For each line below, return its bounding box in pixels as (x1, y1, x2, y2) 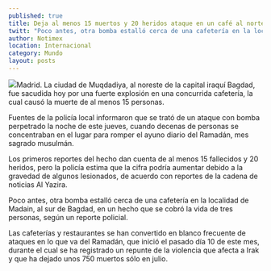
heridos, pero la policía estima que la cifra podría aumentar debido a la (8, 162, 244, 172)
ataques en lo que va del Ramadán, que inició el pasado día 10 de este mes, (8, 236, 260, 246)
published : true (8, 11, 63, 20)
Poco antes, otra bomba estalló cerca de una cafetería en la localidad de (8, 195, 249, 205)
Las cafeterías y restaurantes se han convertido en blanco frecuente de (8, 227, 246, 238)
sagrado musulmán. (8, 138, 74, 148)
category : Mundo (8, 49, 63, 57)
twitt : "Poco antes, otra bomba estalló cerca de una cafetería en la (8, 27, 251, 35)
